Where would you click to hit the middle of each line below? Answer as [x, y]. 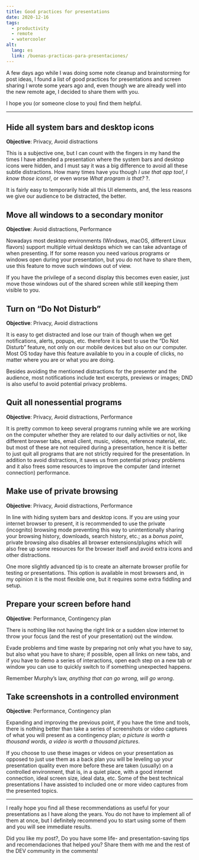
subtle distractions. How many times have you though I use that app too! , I [97, 172]
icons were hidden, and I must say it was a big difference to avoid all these [97, 166]
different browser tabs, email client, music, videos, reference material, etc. [97, 441]
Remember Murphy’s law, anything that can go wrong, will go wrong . [90, 678]
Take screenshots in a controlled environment [92, 696]
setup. [14, 585]
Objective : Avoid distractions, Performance [59, 229]
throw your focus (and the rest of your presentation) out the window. [90, 636]
